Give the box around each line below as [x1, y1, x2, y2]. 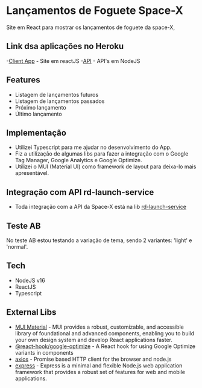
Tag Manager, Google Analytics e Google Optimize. [14, 157, 142, 164]
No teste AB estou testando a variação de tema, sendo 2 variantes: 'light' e [6, 237, 192, 244]
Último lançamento [14, 110, 62, 117]
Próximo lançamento [14, 104, 66, 111]
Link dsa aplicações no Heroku [6, 41, 124, 51]
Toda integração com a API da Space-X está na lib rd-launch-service [14, 203, 187, 211]
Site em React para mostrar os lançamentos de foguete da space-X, [6, 24, 175, 31]
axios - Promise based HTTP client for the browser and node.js [14, 355, 172, 363]
